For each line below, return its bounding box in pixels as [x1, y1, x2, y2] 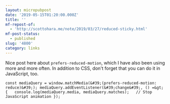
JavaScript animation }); [5, 94, 60, 99]
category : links [5, 46, 40, 51]
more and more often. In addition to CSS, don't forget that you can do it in [5, 65, 160, 71]
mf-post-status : [5, 31, 40, 36]
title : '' [5, 17, 27, 22]
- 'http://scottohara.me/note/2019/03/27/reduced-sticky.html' [10, 27, 147, 32]
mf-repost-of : [5, 22, 36, 27]
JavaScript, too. [5, 70, 39, 77]
